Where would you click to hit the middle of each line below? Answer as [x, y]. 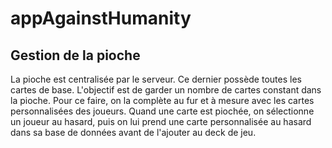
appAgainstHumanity [101, 18]
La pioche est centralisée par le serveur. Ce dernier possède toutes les [156, 79]
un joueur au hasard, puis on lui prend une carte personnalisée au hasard [161, 121]
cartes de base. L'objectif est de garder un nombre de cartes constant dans [166, 90]
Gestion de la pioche [75, 55]
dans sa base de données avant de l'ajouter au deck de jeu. [133, 132]
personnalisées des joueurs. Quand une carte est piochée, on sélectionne [162, 111]
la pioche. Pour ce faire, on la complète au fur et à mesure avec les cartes [162, 100]
